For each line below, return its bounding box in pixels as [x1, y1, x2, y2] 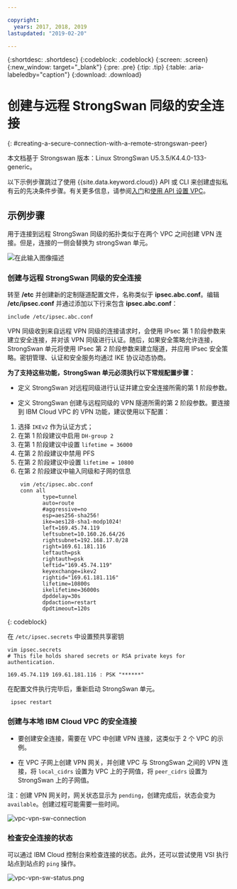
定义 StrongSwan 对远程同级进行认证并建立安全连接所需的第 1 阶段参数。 [17, 384, 231, 392]
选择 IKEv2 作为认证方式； [17, 423, 94, 431]
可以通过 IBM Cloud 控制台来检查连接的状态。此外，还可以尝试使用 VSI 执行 [7, 851, 229, 859]
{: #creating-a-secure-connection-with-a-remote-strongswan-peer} [7, 139, 208, 148]
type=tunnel [42, 494, 78, 501]
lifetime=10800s [42, 580, 91, 587]
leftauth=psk [42, 549, 81, 557]
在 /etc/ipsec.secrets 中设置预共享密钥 [7, 632, 124, 641]
